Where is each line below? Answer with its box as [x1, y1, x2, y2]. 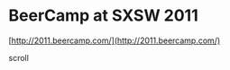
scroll [8, 52, 29, 63]
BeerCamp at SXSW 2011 [8, 5, 199, 26]
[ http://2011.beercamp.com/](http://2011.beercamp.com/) [8, 35, 221, 46]
